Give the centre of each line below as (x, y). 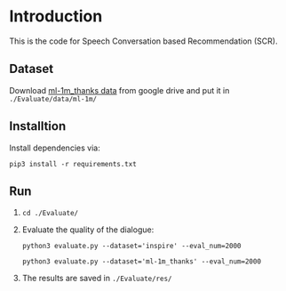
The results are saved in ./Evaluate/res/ (97, 279)
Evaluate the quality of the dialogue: (88, 230)
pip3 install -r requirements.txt (73, 164)
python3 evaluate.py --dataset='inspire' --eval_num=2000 (131, 247)
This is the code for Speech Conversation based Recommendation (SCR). (143, 41)
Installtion (38, 126)
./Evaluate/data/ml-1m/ (53, 99)
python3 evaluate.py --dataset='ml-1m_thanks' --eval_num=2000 (142, 262)
